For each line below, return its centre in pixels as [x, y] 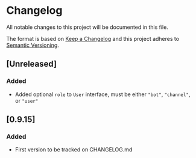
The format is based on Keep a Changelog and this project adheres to [93, 38]
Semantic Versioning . [33, 45]
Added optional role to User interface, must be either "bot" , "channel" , [103, 94]
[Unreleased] [32, 64]
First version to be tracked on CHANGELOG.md [74, 150]
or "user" [27, 100]
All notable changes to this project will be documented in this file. [87, 27]
